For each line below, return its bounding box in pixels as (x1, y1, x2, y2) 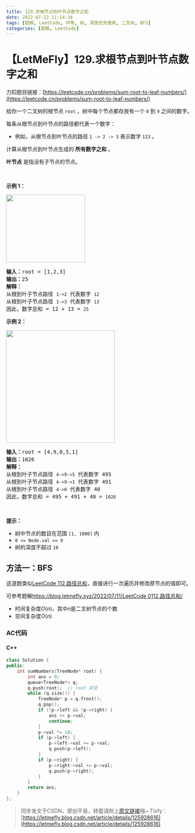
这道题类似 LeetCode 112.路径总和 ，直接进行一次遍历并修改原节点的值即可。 (6, 580, 192, 587)
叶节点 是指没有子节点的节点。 (6, 158, 81, 166)
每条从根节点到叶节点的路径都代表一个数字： (6, 120, 116, 128)
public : (6, 663, 26, 669)
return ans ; (27, 785, 58, 791)
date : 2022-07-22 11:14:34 (6, 14, 73, 20)
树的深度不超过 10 (14, 543, 59, 551)
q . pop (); (37, 701, 60, 708)
